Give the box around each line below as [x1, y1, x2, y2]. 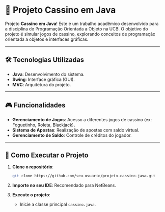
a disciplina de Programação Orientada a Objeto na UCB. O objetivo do [5, 26, 148, 31]
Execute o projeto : [12, 192, 51, 198]
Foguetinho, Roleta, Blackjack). [12, 122, 75, 128]
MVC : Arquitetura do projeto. [12, 81, 71, 87]
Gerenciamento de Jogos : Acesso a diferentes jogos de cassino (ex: [12, 116, 152, 122]
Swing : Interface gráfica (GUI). [12, 76, 75, 82]
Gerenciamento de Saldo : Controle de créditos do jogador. [12, 132, 132, 138]
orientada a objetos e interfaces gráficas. [5, 36, 88, 42]
